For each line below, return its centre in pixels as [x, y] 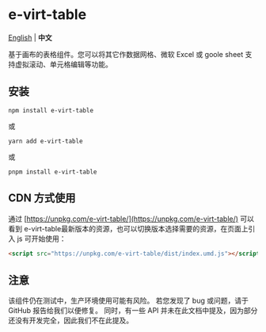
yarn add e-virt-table [46, 141]
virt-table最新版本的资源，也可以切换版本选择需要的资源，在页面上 [140, 228]
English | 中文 [30, 37]
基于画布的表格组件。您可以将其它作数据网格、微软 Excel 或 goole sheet [126, 54]
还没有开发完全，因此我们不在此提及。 [70, 321]
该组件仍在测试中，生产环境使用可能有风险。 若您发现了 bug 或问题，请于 [129, 301]
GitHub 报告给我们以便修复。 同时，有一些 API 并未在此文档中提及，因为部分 [133, 311]
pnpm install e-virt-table [53, 172]
